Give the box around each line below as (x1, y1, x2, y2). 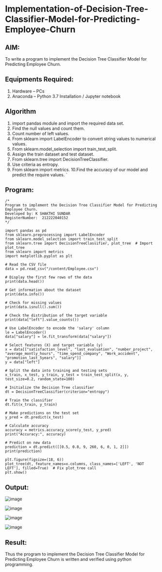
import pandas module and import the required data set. (12, 120, 125, 126)
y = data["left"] (5, 360, 40, 365)
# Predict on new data (5, 440, 51, 445)
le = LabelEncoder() (5, 330, 47, 335)
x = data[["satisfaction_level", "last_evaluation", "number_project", (5, 347, 153, 352)
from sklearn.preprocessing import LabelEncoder (5, 233, 105, 238)
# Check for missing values (5, 301, 62, 305)
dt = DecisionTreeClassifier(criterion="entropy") (5, 389, 110, 395)
